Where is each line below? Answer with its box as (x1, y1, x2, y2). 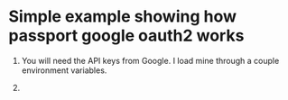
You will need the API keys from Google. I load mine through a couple (21, 55, 280, 66)
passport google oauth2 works (8, 25, 245, 46)
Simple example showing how (8, 6, 237, 27)
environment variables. (21, 65, 107, 76)
